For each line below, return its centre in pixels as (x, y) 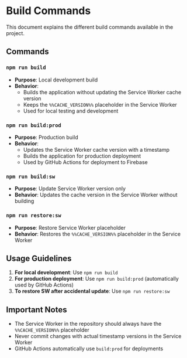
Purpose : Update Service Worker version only (70, 189)
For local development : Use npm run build (66, 272)
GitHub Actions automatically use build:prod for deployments (89, 349)
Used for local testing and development (71, 111)
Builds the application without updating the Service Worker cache (102, 92)
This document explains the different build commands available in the (90, 27)
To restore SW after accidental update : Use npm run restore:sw (92, 291)
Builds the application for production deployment (82, 156)
